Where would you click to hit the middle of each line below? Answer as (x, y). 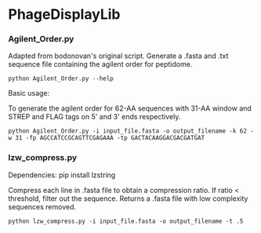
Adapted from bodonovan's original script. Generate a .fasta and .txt (118, 56)
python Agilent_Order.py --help (61, 79)
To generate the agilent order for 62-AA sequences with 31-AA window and (130, 108)
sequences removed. (42, 206)
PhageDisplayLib (64, 15)
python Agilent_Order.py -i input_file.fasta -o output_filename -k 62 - (131, 131)
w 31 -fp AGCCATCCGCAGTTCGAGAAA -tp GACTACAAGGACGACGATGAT (107, 138)
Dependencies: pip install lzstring (62, 175)
